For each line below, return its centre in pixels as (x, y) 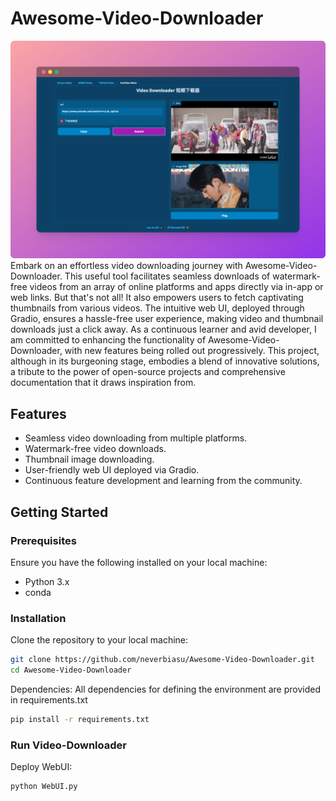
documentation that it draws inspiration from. (103, 383)
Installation (38, 618)
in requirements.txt (49, 699)
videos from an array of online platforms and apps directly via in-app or (176, 287)
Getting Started (59, 512)
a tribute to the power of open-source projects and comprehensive (148, 372)
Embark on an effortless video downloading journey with (126, 266)
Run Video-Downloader (68, 745)
